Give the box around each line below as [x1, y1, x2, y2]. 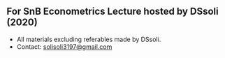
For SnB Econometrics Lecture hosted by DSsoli [6, 6, 219, 17]
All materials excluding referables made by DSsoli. [16, 35, 161, 43]
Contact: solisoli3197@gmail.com [16, 42, 112, 51]
